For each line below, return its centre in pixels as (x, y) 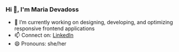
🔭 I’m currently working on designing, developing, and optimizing (93, 22)
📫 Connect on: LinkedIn (44, 35)
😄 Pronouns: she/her (40, 44)
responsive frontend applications (55, 28)
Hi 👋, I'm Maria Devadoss (42, 9)
